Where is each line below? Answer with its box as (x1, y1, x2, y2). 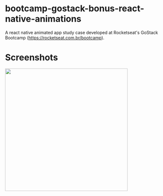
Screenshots (5, 52, 58, 63)
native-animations (5, 13, 82, 24)
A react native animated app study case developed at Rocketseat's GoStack (5, 29, 158, 35)
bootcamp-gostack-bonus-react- (5, 3, 144, 14)
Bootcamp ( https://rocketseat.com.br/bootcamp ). (5, 35, 105, 41)
